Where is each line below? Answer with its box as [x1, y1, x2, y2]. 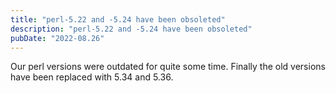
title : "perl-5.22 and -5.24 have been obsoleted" [10, 14, 226, 25]
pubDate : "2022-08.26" [10, 33, 105, 43]
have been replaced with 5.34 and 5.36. [10, 71, 174, 83]
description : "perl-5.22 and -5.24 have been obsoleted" [10, 24, 253, 34]
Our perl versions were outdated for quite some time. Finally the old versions [10, 61, 326, 73]
